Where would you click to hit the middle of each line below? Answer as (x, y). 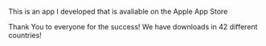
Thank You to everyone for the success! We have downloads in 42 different (133, 27)
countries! (25, 35)
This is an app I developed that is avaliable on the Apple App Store (118, 11)
